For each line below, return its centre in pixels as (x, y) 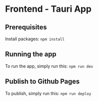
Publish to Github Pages (42, 82)
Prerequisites (26, 27)
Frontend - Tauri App (48, 9)
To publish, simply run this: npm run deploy (48, 93)
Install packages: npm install (35, 39)
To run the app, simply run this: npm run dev (49, 66)
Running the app (31, 54)
